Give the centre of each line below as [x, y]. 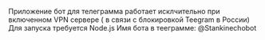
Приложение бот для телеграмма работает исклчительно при [115, 11]
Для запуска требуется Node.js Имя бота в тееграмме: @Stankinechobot [132, 28]
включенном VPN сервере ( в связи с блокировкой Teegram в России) [129, 20]
